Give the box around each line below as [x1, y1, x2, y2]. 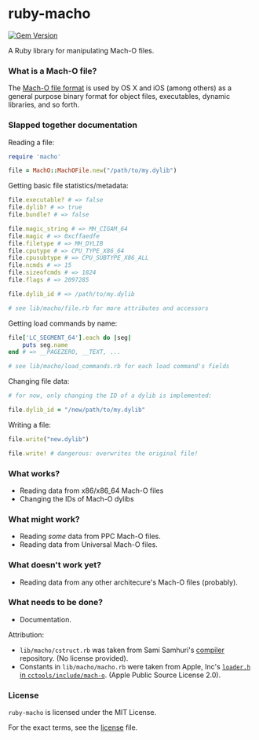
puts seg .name [22, 341, 68, 349]
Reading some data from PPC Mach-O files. [19, 531, 161, 541]
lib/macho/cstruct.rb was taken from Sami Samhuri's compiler [19, 645, 225, 654]
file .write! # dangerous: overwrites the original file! [8, 449, 199, 457]
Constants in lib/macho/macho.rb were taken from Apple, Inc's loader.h [19, 662, 251, 671]
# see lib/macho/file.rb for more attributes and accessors [8, 304, 210, 312]
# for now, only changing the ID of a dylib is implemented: [8, 392, 213, 400]
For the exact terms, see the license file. [8, 723, 138, 732]
